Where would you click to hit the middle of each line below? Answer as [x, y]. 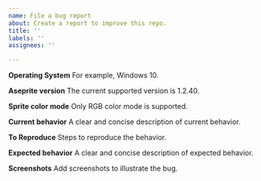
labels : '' [27, 38]
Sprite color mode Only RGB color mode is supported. [98, 107]
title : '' [25, 30]
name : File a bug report [50, 16]
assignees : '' [32, 46]
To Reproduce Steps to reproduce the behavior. [88, 138]
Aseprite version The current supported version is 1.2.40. [104, 91]
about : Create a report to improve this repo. [88, 23]
